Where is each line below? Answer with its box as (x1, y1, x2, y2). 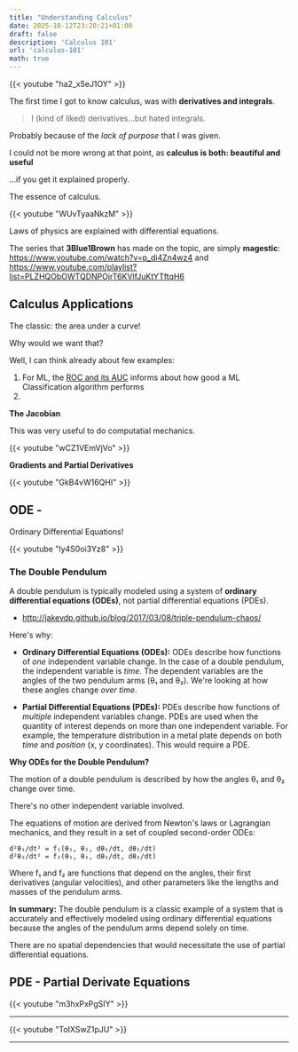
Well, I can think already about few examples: (9, 354, 175, 365)
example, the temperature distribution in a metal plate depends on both (21, 730, 282, 740)
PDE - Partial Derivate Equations (9, 975, 191, 990)
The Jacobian (9, 407, 61, 418)
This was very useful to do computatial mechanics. (9, 425, 195, 436)
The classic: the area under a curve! (9, 320, 141, 331)
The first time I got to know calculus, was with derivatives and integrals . (9, 96, 275, 107)
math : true (9, 54, 50, 63)
